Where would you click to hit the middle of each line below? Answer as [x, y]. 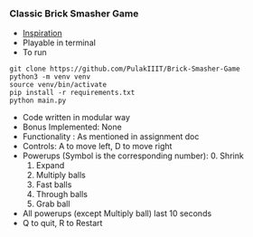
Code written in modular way [76, 118]
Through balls [62, 194]
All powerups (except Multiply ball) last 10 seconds [117, 213]
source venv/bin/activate [58, 85]
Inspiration [42, 33]
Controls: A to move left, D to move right [97, 147]
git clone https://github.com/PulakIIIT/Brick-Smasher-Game [125, 69]
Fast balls [54, 185]
